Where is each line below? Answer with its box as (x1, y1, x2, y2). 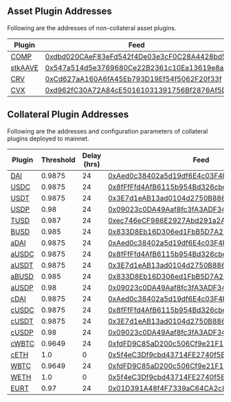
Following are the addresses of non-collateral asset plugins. (7, 23, 177, 32)
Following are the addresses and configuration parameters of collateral (7, 127, 208, 135)
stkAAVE (10, 63, 39, 72)
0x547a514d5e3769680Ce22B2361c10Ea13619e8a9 (45, 63, 228, 72)
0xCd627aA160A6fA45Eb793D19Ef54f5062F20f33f (45, 74, 222, 83)
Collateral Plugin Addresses (7, 109, 129, 120)
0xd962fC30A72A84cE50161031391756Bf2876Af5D (45, 85, 227, 95)
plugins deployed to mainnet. (7, 134, 89, 142)
